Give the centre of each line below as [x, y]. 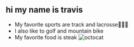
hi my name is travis [44, 10]
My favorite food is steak [46, 37]
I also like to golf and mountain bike [59, 31]
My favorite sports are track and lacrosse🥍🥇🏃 [72, 24]
